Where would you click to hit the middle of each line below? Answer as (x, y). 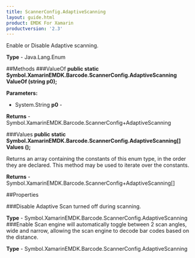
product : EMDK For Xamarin (40, 23)
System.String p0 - (38, 105)
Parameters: (22, 93)
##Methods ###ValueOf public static (52, 69)
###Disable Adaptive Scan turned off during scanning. (74, 206)
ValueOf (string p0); (32, 82)
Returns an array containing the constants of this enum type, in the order (96, 159)
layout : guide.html (31, 17)
